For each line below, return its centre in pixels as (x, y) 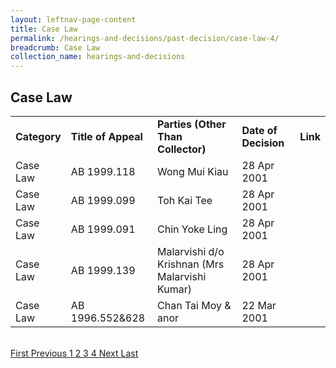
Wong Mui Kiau (193, 171)
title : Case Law (44, 29)
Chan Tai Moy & (194, 305)
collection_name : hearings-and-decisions (98, 57)
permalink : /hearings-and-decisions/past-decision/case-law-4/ (145, 38)
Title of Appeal (106, 136)
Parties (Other (192, 124)
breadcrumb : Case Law (55, 47)
